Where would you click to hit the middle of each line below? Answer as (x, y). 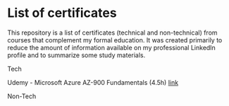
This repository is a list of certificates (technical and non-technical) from (112, 33)
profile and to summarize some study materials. (76, 55)
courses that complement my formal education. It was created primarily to (115, 40)
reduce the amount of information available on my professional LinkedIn (112, 47)
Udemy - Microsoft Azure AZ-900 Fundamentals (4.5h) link (93, 82)
